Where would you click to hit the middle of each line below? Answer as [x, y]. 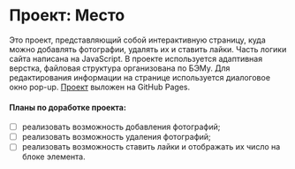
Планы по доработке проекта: [68, 107]
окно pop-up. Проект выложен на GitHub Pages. [100, 87]
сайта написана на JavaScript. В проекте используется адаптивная [136, 58]
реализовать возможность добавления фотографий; [121, 127]
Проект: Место [67, 15]
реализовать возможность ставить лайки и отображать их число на [151, 147]
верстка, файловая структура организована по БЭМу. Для [120, 68]
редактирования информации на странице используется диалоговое [140, 77]
